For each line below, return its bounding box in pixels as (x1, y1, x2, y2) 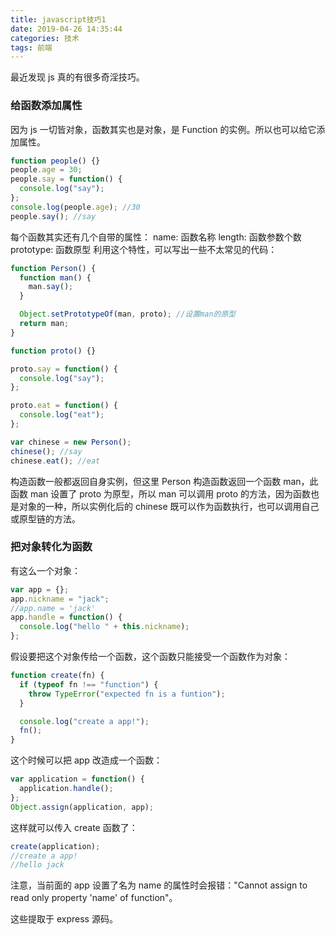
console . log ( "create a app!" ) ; (19, 716, 150, 726)
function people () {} (10, 156, 101, 166)
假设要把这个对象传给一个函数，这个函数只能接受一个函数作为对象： (10, 651, 291, 663)
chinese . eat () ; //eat (10, 456, 101, 466)
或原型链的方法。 (10, 512, 81, 525)
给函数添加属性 (10, 99, 83, 113)
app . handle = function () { (10, 612, 123, 623)
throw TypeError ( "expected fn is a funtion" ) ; (28, 689, 226, 699)
